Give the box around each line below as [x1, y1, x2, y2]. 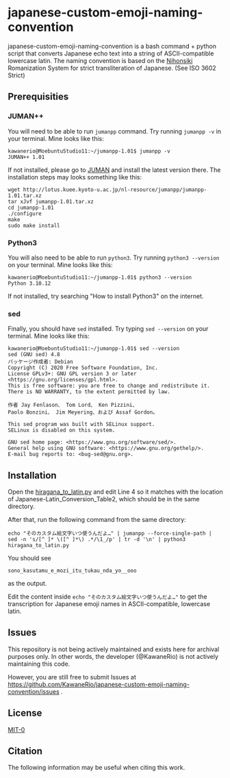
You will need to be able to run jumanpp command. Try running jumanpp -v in [8, 127, 222, 135]
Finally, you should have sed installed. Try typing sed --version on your [8, 325, 209, 333]
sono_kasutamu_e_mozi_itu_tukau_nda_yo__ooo [8, 567, 137, 575]
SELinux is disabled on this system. [8, 427, 116, 434]
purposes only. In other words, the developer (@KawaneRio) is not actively [8, 652, 218, 660]
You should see [8, 554, 51, 562]
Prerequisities [8, 91, 69, 103]
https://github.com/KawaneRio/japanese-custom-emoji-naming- [8, 680, 190, 688]
